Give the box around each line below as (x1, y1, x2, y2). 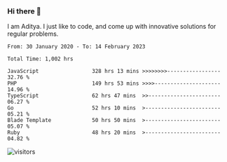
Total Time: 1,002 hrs (7, 55, 74, 62)
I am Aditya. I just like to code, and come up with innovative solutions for (7, 22, 216, 31)
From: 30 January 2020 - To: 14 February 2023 (7, 43, 146, 50)
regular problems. (7, 29, 59, 38)
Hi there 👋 (7, 6, 42, 16)
